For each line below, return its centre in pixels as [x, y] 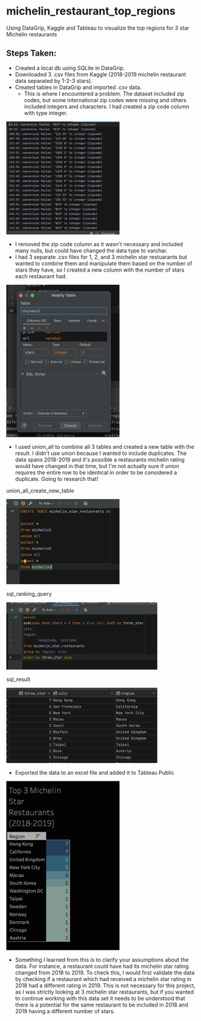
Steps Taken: [31, 54]
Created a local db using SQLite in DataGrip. [70, 68]
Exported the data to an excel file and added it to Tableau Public [94, 773]
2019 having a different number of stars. [65, 1011]
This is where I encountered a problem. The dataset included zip [104, 93]
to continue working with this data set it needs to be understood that [100, 999]
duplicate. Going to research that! [56, 479]
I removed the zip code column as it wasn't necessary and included [99, 244]
